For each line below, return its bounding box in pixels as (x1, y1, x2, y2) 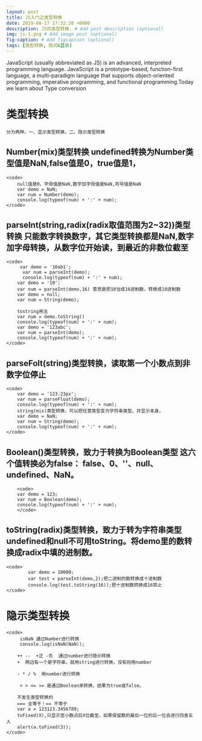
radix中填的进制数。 (22, 547, 98, 558)
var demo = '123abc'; (17, 324, 71, 330)
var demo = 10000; (28, 569, 74, 575)
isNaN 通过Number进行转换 (19, 635, 80, 642)
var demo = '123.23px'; (17, 391, 77, 397)
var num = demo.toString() (17, 314, 85, 320)
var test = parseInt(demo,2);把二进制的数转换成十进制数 (28, 575, 162, 582)
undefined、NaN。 (6, 470, 79, 480)
